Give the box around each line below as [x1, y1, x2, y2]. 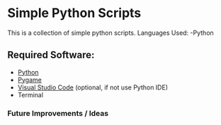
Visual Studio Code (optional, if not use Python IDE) [17, 83, 169, 92]
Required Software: [7, 49, 95, 61]
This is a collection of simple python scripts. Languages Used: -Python [7, 28, 214, 37]
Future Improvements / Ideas [7, 108, 108, 118]
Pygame [17, 75, 42, 84]
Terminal [17, 90, 44, 99]
